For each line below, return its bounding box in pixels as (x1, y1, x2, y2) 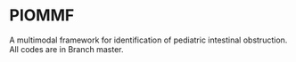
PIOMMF (9, 5, 75, 26)
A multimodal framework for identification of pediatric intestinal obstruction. (9, 35, 288, 45)
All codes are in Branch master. (9, 43, 124, 54)
